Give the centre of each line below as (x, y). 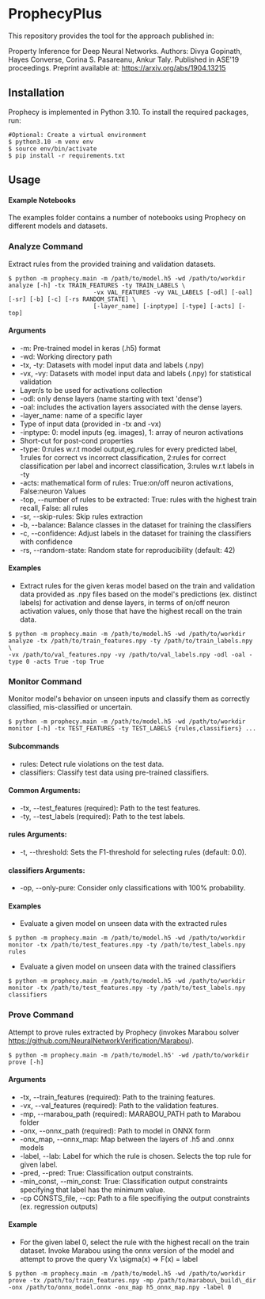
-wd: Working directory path (66, 356)
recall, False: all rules (54, 508)
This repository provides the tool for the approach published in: (111, 36)
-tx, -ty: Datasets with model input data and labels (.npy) (112, 364)
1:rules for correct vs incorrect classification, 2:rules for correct (123, 457)
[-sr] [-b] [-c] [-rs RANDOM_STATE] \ (72, 299)
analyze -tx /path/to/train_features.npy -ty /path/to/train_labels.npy (131, 641)
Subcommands (34, 746)
